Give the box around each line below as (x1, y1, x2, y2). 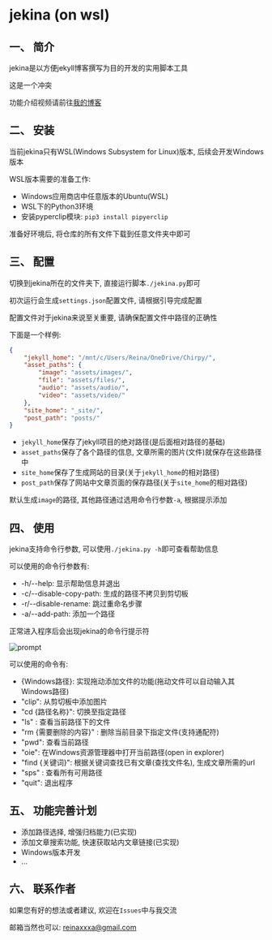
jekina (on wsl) (9, 6, 110, 24)
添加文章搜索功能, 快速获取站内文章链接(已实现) (20, 837, 180, 847)
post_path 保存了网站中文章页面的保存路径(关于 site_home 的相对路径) (20, 477, 248, 488)
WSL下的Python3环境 (20, 201, 94, 211)
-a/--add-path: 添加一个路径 (20, 609, 116, 619)
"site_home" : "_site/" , (23, 406, 104, 415)
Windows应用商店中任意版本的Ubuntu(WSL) (20, 191, 169, 201)
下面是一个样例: (9, 330, 62, 339)
